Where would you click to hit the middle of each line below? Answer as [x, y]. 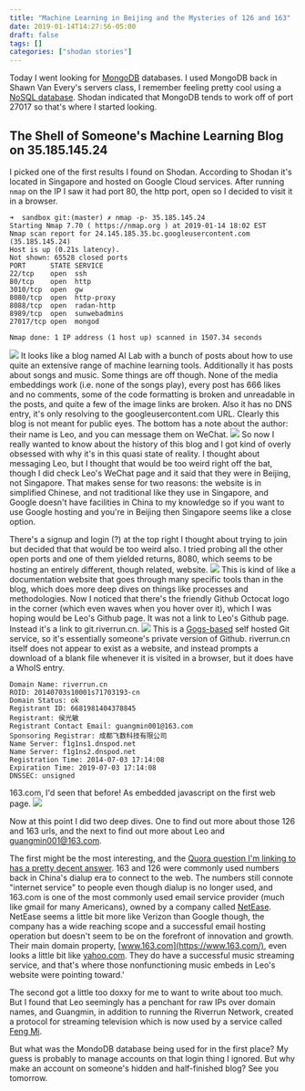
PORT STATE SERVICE [56, 266]
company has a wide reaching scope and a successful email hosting [137, 926]
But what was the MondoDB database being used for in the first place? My [149, 1049]
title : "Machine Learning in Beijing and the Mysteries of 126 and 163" [150, 18]
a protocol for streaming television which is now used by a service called [146, 1021]
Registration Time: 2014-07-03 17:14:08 [87, 760]
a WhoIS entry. [37, 667]
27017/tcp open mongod [55, 321]
